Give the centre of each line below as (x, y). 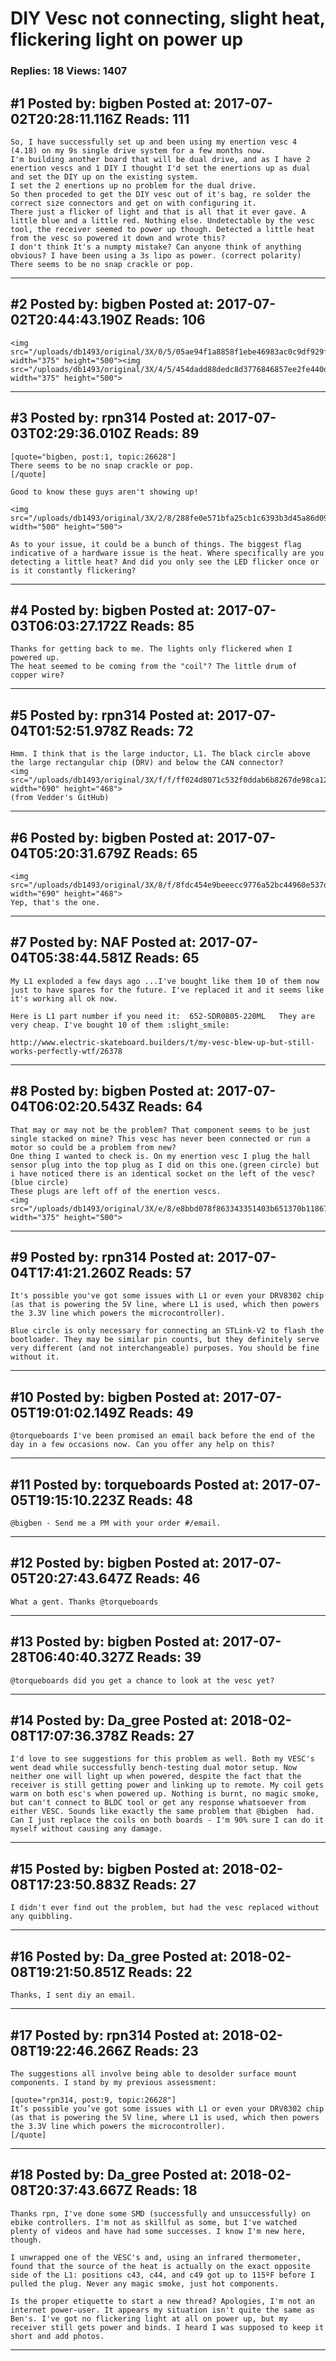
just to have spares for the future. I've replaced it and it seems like (167, 990)
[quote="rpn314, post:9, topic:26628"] (93, 2100)
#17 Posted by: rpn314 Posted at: (115, 2035)
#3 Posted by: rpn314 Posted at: (112, 418)
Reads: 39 (169, 1657)
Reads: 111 (157, 118)
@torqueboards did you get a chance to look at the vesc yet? (142, 1680)
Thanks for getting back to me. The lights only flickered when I (151, 649)
